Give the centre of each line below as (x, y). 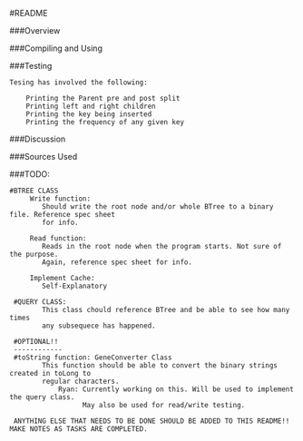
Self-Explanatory (74, 286)
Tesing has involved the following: (78, 83)
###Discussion (38, 139)
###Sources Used (44, 157)
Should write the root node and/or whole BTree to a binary (158, 207)
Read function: (59, 239)
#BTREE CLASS (34, 191)
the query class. (42, 397)
